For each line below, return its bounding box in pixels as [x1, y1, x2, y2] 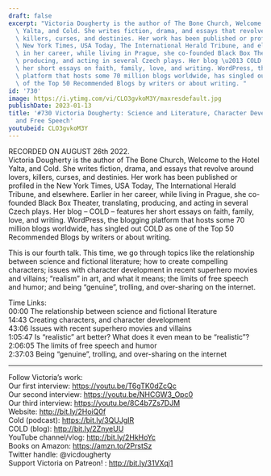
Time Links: [8, 298, 47, 307]
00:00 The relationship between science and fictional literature [8, 306, 218, 315]
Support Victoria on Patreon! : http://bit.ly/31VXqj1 [8, 457, 173, 468]
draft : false [8, 11, 52, 20]
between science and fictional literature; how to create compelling [8, 256, 228, 266]
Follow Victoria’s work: [8, 372, 83, 382]
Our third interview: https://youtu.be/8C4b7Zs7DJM [8, 398, 181, 407]
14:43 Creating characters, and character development [8, 315, 191, 324]
